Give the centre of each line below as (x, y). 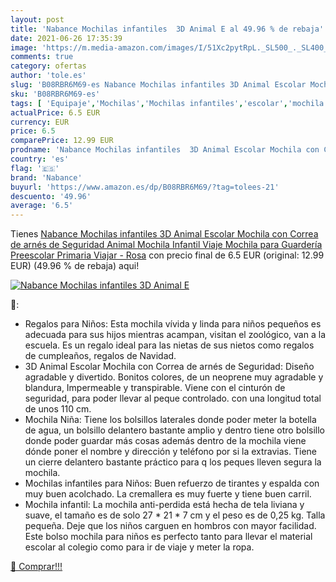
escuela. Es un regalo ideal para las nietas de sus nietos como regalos (169, 345)
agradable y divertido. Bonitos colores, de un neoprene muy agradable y (174, 377)
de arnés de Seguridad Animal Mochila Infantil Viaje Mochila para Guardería (166, 245)
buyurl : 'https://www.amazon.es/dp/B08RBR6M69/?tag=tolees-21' (145, 187)
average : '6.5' (42, 206)
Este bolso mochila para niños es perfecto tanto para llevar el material (168, 537)
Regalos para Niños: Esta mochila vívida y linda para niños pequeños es (173, 324)
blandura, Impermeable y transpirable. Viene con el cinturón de (155, 388)
